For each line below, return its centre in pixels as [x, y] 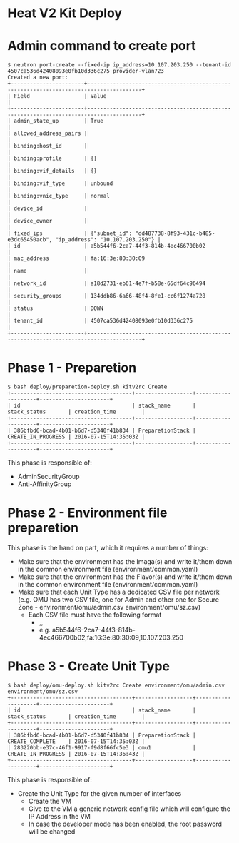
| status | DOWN [55, 308]
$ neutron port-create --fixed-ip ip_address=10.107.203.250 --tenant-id [119, 65]
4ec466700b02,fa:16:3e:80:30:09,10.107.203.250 [111, 637]
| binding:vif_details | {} [52, 171]
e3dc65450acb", [30, 240]
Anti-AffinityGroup [45, 484]
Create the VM [50, 801]
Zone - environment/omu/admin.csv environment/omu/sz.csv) [109, 607]
